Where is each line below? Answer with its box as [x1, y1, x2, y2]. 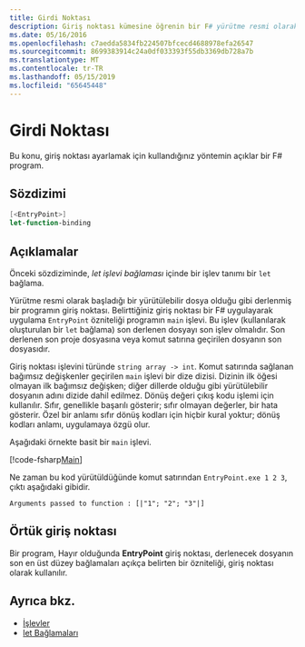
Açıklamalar [9, 244, 79, 259]
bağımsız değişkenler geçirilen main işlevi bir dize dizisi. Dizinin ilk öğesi [9, 370, 278, 382]
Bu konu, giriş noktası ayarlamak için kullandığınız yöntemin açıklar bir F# [9, 150, 283, 161]
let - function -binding [9, 219, 92, 228]
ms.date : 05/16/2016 [9, 30, 88, 39]
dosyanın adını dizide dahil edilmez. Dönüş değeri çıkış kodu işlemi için [9, 390, 274, 401]
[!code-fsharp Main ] [9, 453, 84, 464]
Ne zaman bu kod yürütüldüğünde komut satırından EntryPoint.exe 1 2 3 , [9, 472, 288, 483]
